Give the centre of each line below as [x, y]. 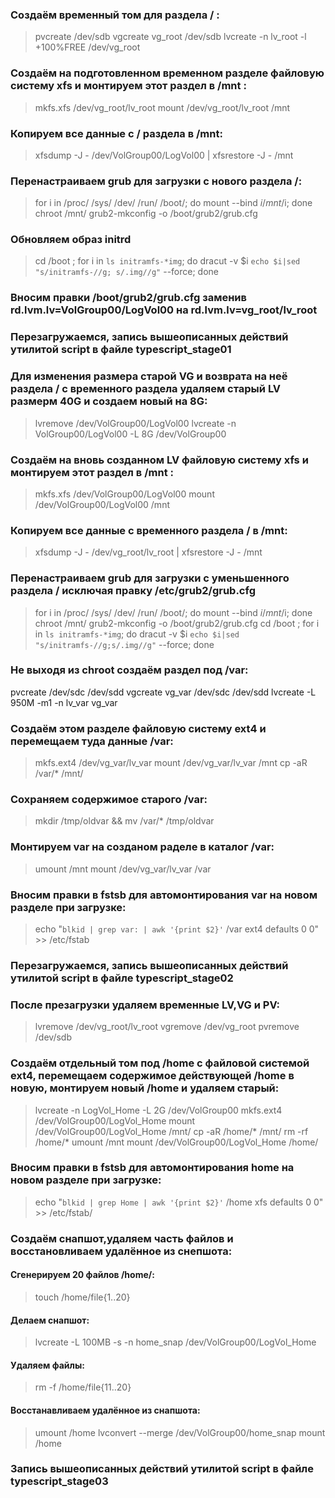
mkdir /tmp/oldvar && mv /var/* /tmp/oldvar [124, 821]
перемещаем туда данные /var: [92, 741]
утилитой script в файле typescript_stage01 [121, 350]
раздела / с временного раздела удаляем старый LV [146, 389]
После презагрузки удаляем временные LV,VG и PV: [145, 1005]
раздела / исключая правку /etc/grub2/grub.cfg [133, 591]
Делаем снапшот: [50, 1320]
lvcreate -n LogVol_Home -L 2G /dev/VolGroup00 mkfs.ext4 [158, 1110]
